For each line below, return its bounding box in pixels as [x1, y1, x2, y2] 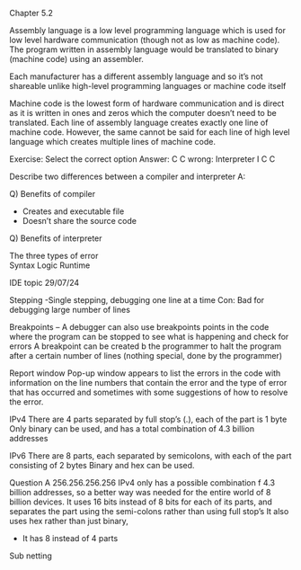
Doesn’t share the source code [22, 216, 137, 226]
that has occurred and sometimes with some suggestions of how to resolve [9, 387, 288, 397]
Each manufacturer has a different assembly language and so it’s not [9, 71, 263, 82]
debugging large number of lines [9, 305, 130, 315]
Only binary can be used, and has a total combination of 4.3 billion [9, 423, 254, 434]
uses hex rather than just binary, [9, 516, 128, 526]
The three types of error [9, 251, 99, 261]
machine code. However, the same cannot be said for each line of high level [9, 127, 290, 138]
